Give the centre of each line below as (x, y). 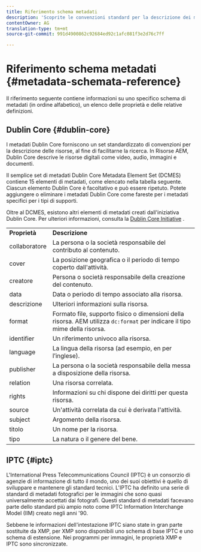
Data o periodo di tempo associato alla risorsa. (118, 294)
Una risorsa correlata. (83, 383)
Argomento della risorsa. (87, 419)
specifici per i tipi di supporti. (42, 200)
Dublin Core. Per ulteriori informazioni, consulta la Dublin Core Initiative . (95, 218)
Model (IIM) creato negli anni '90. (47, 513)
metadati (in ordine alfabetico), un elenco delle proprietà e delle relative (94, 105)
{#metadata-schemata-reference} (94, 82)
